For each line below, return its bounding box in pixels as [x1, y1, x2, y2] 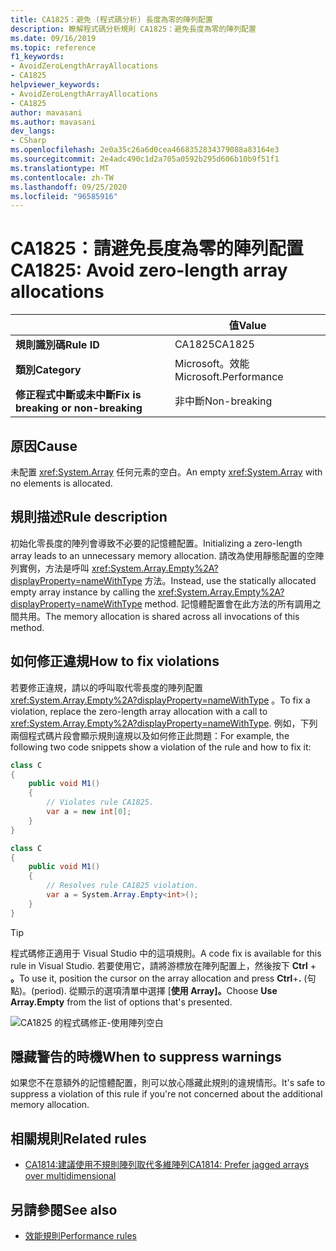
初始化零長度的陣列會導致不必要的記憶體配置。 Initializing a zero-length [10, 537, 303, 549]
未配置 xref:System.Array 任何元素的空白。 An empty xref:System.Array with [10, 466, 323, 478]
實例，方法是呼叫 [18, 562, 90, 574]
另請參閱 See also [10, 1201, 118, 1218]
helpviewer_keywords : [10, 80, 101, 90]
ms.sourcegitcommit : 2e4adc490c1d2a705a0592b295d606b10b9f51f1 [10, 154, 280, 164]
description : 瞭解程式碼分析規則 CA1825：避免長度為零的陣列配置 [10, 24, 257, 34]
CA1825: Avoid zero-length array [10, 259, 288, 282]
